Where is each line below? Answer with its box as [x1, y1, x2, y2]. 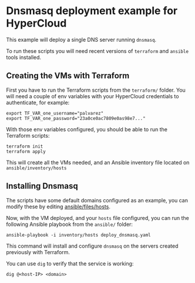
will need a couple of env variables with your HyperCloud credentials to [6, 92, 179, 99]
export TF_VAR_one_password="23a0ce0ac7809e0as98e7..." [6, 115, 146, 121]
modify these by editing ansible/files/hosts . [6, 203, 110, 210]
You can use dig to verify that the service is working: [6, 260, 134, 267]
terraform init [6, 143, 43, 149]
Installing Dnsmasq [6, 181, 78, 191]
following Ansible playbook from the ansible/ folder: [6, 221, 133, 228]
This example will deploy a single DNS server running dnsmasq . [6, 36, 157, 43]
